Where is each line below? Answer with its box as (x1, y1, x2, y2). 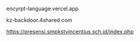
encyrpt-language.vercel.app (6, 5, 79, 12)
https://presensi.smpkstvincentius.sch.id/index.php (6, 28, 134, 35)
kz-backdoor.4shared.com (6, 17, 72, 23)
